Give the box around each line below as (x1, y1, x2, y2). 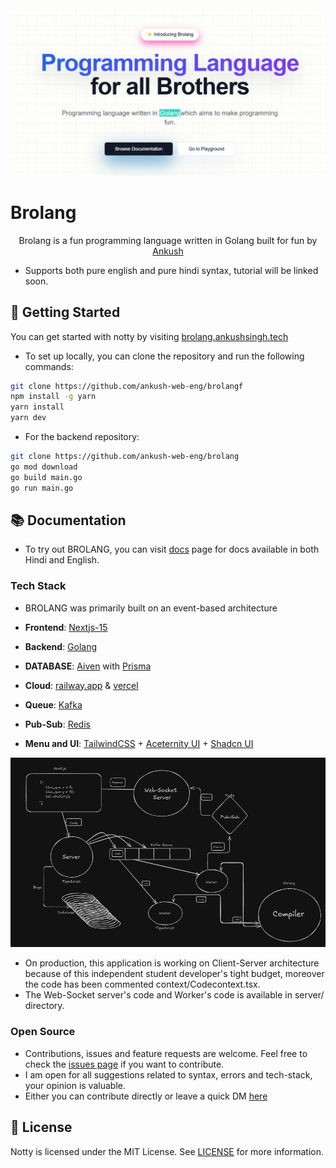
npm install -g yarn (10, 392, 97, 402)
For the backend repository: (24, 431, 140, 442)
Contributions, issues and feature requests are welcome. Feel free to (24, 1047, 308, 1059)
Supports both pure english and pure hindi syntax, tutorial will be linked (24, 264, 319, 276)
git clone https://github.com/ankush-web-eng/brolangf (10, 381, 244, 391)
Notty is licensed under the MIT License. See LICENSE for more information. (10, 1145, 325, 1157)
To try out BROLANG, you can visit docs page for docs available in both (24, 543, 320, 556)
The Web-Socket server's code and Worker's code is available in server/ (24, 989, 325, 1001)
